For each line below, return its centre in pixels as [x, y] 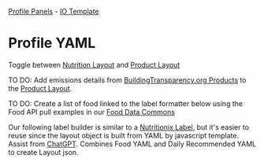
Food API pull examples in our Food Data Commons [92, 112]
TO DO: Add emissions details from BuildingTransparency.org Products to [127, 80]
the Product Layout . [40, 88]
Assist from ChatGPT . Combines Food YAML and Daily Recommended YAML [132, 144]
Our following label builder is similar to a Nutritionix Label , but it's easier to [129, 127]
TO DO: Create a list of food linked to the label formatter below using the [125, 103]
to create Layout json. [43, 152]
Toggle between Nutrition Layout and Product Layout [94, 64]
